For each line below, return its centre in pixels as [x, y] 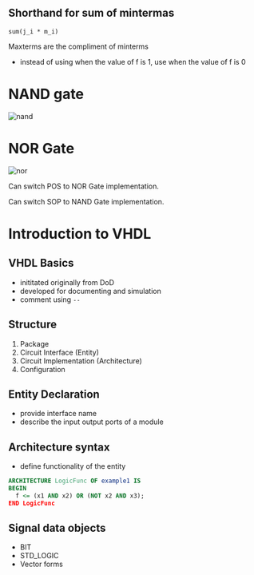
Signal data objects [57, 528]
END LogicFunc [32, 503]
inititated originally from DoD [67, 282]
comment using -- [50, 299]
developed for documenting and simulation [90, 291]
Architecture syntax [59, 447]
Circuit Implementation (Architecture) [81, 361]
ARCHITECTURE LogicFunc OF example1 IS [75, 481]
